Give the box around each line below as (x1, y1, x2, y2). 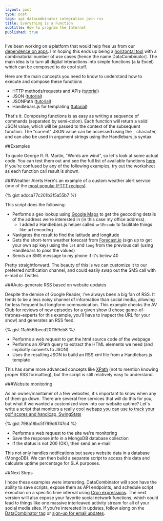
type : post (5, 12, 27, 17)
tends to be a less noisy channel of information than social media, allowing (5, 297, 155, 302)
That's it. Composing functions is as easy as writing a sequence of (5, 113, 139, 119)
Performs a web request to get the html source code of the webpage (12, 336, 150, 342)
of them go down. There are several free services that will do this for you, (5, 396, 153, 401)
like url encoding (19, 227, 53, 232)
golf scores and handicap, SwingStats (5, 411, 81, 417)
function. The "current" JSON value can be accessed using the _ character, (5, 129, 157, 134)
